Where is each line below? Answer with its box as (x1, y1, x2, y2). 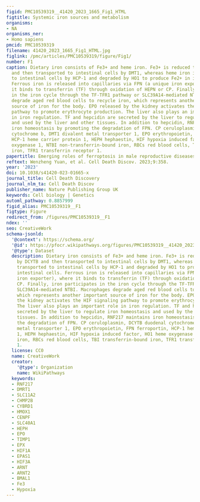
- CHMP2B (11, 398, 33, 404)
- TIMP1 (11, 437, 31, 443)
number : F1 (6, 59, 33, 65)
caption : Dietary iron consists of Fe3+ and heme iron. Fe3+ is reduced (6, 64, 190, 71)
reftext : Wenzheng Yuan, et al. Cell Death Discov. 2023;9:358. (6, 159, 169, 165)
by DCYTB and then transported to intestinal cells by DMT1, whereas (17, 259, 193, 265)
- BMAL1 (11, 476, 31, 482)
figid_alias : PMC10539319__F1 (6, 203, 82, 209)
